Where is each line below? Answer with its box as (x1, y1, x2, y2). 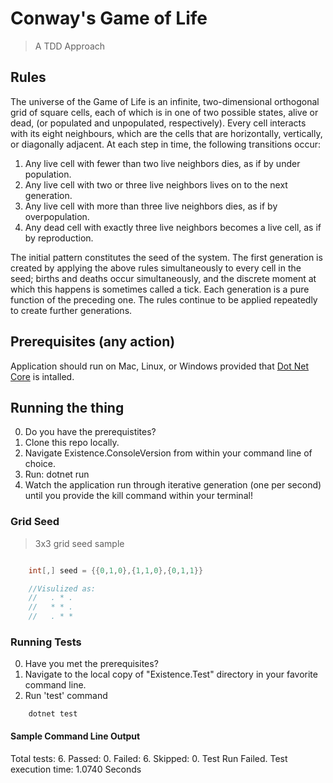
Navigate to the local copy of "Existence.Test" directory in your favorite (24, 668, 318, 681)
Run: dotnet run (24, 468, 90, 481)
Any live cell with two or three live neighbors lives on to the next (24, 178, 288, 191)
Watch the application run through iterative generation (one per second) (24, 479, 322, 491)
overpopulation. (24, 210, 90, 222)
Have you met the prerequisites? (24, 658, 159, 670)
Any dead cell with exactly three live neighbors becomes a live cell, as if (24, 221, 322, 233)
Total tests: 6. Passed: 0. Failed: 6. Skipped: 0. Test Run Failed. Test (10, 752, 288, 764)
